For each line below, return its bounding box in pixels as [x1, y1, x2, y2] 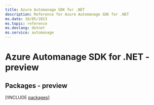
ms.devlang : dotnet [5, 26, 45, 31]
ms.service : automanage [5, 30, 54, 35]
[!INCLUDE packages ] [5, 95, 50, 100]
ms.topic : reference [5, 21, 48, 26]
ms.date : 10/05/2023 [5, 16, 48, 21]
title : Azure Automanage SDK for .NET [5, 7, 85, 12]
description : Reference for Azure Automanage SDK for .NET [5, 12, 129, 17]
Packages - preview [5, 81, 68, 90]
